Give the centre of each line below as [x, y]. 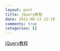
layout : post [19, 10]
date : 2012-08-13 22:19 [30, 19]
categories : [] [21, 28]
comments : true [21, 24]
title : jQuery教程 [24, 14]
